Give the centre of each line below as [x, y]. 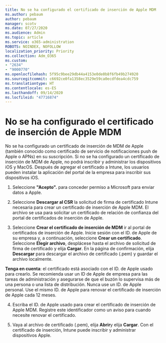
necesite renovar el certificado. [44, 315]
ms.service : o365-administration [40, 42]
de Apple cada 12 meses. [31, 295]
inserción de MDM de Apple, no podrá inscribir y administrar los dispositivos [83, 162]
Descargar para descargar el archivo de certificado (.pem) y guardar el [85, 254]
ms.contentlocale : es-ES [31, 88]
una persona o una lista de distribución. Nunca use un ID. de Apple [73, 285]
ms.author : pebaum [24, 14]
